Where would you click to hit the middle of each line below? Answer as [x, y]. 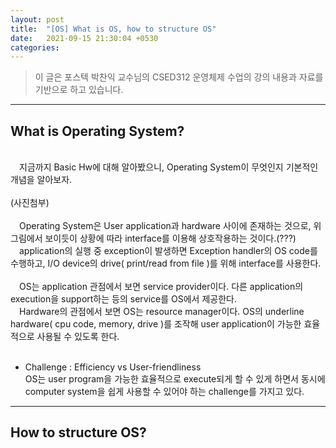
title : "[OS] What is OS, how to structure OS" [113, 29]
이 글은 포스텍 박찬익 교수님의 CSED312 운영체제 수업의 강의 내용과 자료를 [179, 77]
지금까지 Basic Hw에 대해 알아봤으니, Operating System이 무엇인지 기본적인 [168, 167]
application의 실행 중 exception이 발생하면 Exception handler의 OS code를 [168, 251]
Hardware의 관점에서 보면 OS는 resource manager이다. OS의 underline [161, 312]
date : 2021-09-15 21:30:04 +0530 [84, 38]
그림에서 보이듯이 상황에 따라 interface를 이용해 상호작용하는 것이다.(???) [153, 238]
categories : [35, 47]
